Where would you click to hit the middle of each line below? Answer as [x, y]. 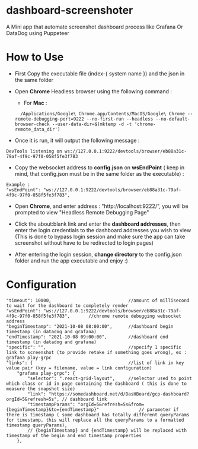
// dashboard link [85, 399]
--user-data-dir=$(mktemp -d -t [92, 124]
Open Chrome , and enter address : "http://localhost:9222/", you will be [101, 206]
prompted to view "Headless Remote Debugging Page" [82, 212]
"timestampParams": [52, 404]
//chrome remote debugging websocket [135, 316]
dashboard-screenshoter [70, 10]
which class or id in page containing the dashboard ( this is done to [96, 384]
